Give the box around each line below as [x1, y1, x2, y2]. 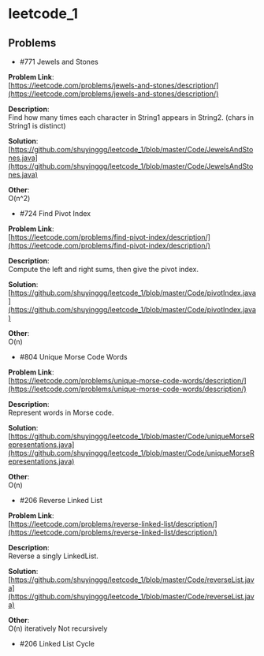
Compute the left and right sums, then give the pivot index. [8, 265, 199, 274]
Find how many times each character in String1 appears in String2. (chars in [8, 113, 255, 122]
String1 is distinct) [8, 121, 66, 130]
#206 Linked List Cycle [19, 639, 95, 648]
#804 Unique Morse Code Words [19, 352, 128, 361]
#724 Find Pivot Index [19, 209, 91, 218]
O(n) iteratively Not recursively [8, 624, 108, 633]
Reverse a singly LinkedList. [8, 551, 99, 561]
